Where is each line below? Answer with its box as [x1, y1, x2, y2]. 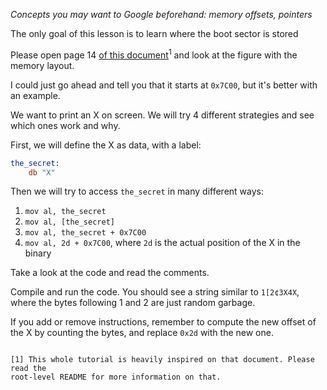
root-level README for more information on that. [10, 372, 222, 383]
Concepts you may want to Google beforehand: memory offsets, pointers [10, 9, 313, 20]
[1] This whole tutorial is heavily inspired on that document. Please [10, 355, 315, 365]
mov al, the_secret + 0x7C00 [24, 228, 147, 238]
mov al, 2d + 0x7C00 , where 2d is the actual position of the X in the [24, 237, 301, 249]
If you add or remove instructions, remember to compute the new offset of [10, 316, 317, 328]
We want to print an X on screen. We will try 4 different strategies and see [10, 109, 315, 121]
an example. [10, 89, 61, 101]
